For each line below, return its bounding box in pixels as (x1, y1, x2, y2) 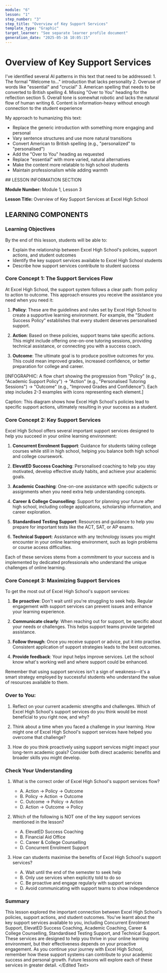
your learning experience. (12, 608, 66, 615)
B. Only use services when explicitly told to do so (19, 874, 121, 880)
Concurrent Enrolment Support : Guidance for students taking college (12, 443, 157, 449)
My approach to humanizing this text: (5, 114, 82, 120)
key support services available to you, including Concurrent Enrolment (5, 919, 150, 925)
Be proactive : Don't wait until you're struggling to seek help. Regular (12, 598, 154, 604)
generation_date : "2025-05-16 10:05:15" (5, 35, 91, 40)
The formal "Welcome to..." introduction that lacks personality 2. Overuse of (5, 78, 161, 84)
